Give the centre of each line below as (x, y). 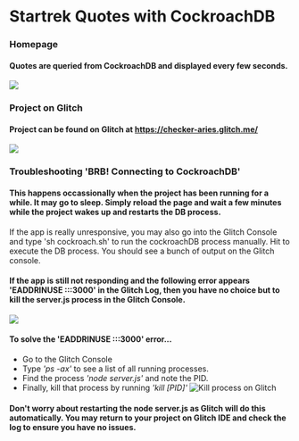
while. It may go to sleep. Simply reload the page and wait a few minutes (145, 202)
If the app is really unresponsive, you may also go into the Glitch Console (143, 232)
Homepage (33, 45)
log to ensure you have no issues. (73, 427)
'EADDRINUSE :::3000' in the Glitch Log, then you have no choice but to (145, 290)
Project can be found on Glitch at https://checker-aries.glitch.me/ (134, 129)
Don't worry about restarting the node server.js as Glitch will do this (137, 408)
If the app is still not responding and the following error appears (129, 281)
